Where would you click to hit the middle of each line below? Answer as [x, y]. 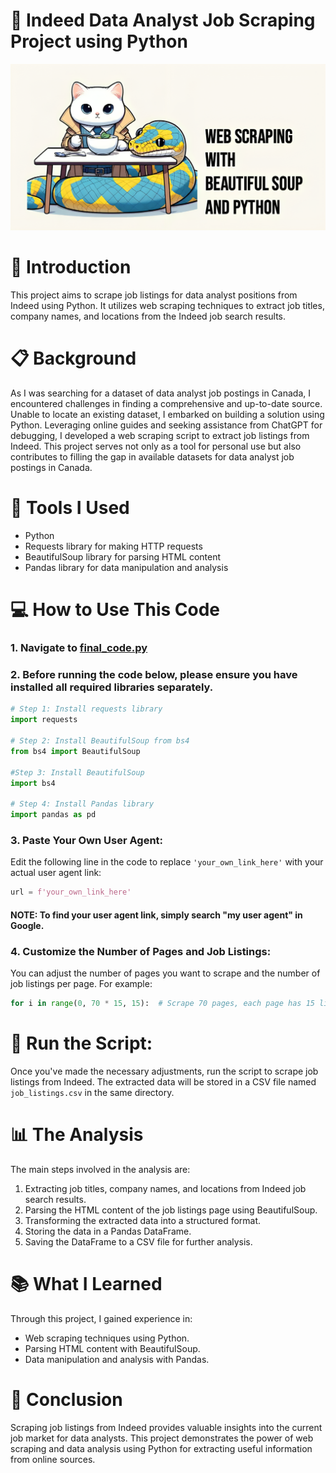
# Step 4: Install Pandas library [82, 804]
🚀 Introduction [71, 267]
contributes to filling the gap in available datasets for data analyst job [152, 457]
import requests [44, 720]
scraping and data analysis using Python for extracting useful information [161, 1448]
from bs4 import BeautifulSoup [75, 751]
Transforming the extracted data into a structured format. [143, 1220]
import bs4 [33, 783]
